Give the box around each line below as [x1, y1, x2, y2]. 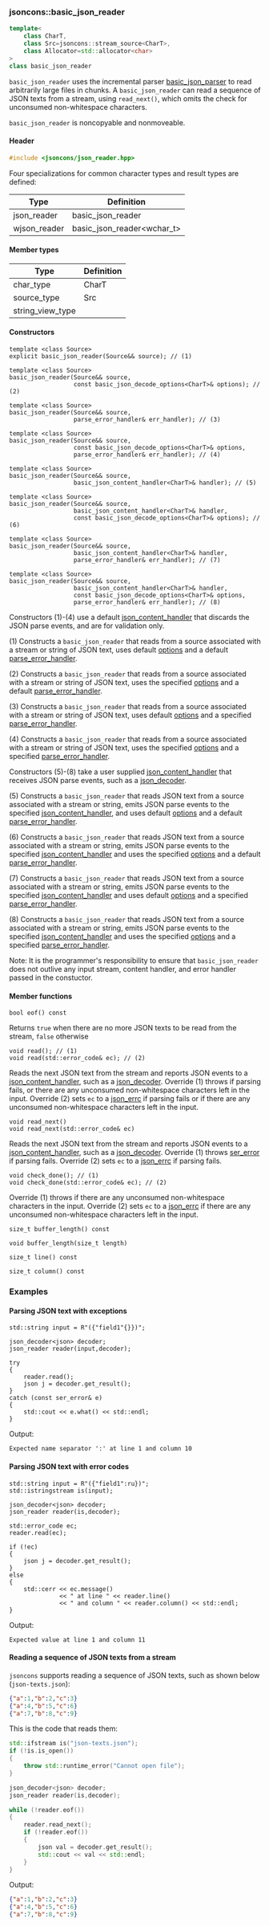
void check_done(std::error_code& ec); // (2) [9, 1179, 167, 1187]
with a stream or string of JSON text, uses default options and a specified [9, 710, 251, 720]
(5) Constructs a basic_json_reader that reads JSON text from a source [9, 791, 245, 801]
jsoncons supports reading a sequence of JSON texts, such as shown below [9, 1670, 260, 1680]
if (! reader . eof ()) [23, 1828, 89, 1837]
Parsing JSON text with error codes [9, 1461, 129, 1471]
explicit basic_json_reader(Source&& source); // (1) [9, 353, 193, 361]
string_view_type [13, 304, 76, 316]
